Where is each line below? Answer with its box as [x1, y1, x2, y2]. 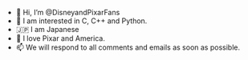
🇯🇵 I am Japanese [15, 25, 79, 34]
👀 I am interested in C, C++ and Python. [15, 16, 148, 26]
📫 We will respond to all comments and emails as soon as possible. [15, 42, 241, 52]
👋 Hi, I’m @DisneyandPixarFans [15, 8, 120, 17]
